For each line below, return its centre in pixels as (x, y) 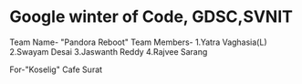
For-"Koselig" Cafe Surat (56, 69)
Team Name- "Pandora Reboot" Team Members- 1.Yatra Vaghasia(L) (138, 42)
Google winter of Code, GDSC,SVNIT (151, 17)
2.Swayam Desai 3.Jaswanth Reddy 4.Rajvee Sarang (109, 51)
